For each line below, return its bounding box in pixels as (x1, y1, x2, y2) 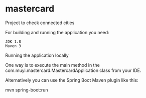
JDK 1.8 (5, 39, 22, 44)
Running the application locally (5, 52, 69, 58)
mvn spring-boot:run (5, 86, 48, 93)
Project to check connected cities (5, 20, 75, 26)
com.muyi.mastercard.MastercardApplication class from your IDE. (5, 67, 141, 73)
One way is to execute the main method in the (5, 62, 100, 68)
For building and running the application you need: (5, 29, 109, 35)
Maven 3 (5, 43, 22, 48)
